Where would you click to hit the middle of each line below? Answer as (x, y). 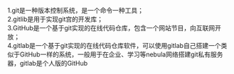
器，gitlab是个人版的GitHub (48, 63)
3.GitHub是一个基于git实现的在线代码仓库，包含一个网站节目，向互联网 (111, 28)
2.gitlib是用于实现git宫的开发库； (55, 19)
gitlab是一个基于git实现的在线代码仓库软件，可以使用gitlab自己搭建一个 (117, 45)
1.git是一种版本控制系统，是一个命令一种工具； (76, 10)
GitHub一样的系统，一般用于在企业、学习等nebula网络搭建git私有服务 (121, 54)
